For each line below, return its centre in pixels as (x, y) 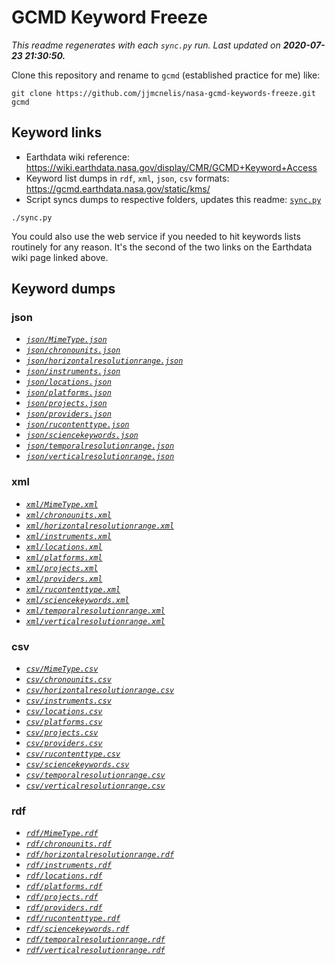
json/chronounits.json (73, 351)
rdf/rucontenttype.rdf (73, 919)
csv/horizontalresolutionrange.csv (100, 691)
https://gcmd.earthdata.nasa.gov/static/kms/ (118, 188)
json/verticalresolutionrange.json (100, 457)
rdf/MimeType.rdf (62, 834)
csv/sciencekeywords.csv (77, 765)
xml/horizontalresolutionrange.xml (100, 526)
